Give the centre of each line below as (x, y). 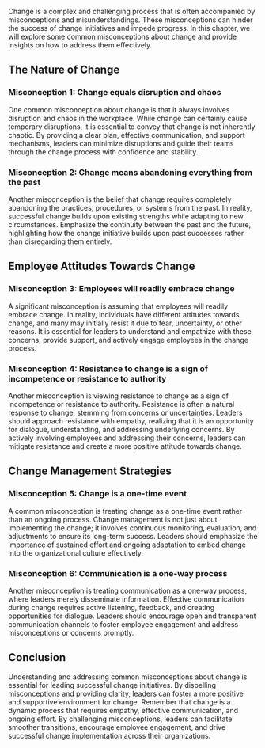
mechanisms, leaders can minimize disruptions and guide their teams (121, 143)
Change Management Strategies (90, 471)
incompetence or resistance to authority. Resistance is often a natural (121, 404)
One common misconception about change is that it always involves (119, 109)
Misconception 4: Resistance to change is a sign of (108, 369)
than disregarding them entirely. (60, 241)
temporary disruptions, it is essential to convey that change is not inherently (132, 127)
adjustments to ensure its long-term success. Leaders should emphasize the (133, 536)
